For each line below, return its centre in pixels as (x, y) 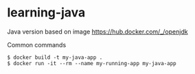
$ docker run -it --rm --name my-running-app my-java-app (92, 63)
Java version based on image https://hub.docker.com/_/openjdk (97, 32)
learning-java (46, 13)
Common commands (37, 45)
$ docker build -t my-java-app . (55, 57)
